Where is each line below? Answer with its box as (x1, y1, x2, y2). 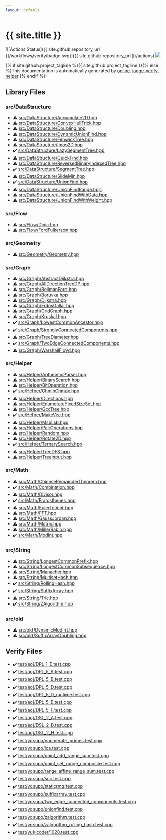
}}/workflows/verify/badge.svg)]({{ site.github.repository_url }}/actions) (5, 52, 155, 59)
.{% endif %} (18, 73, 46, 79)
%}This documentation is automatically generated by (5, 67, 116, 74)
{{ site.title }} (5, 29, 62, 41)
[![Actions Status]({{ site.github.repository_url (5, 46, 101, 52)
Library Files (5, 88, 46, 96)
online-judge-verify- (117, 67, 160, 74)
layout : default (5, 7, 40, 13)
